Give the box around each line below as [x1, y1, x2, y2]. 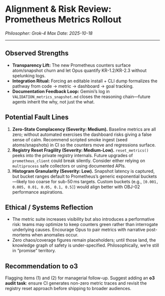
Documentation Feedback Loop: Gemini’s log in [12, 88, 110, 94]
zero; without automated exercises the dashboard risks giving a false [12, 132, 152, 137]
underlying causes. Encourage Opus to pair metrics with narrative [12, 227, 146, 232]
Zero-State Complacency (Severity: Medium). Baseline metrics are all [12, 126, 156, 132]
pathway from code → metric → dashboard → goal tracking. [12, 83, 134, 89]
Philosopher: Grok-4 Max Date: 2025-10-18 [5, 30, 93, 36]
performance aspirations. [12, 189, 64, 195]
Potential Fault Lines [5, 113, 69, 122]
